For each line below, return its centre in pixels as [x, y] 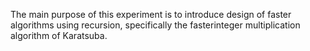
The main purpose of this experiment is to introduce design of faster [151, 14]
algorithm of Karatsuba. [59, 35]
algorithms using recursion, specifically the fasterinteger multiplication [155, 25]
